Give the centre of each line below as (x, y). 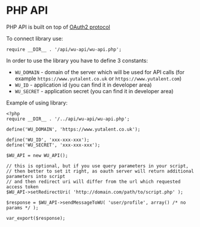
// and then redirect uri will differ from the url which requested (93, 182)
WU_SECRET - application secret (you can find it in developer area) (94, 91)
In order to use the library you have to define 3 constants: (77, 60)
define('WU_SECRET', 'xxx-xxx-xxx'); (53, 145)
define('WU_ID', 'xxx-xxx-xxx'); (48, 140)
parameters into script (36, 176)
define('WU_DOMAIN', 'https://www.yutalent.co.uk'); (73, 129)
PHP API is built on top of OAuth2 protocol (58, 27)
